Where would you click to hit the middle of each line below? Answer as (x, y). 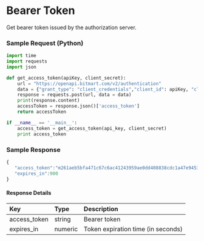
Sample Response (33, 149)
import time (21, 56)
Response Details (29, 193)
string (63, 219)
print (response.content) (49, 101)
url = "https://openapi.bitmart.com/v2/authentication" (90, 83)
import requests (27, 61)
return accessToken (42, 112)
